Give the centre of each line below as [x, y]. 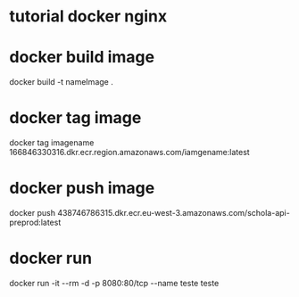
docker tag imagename [52, 143]
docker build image [82, 58]
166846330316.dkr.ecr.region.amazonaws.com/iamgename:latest [129, 153]
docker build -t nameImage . [61, 82]
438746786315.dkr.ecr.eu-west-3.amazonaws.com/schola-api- [174, 213]
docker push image [82, 188]
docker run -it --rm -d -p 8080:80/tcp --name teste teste [114, 283]
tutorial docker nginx [88, 16]
